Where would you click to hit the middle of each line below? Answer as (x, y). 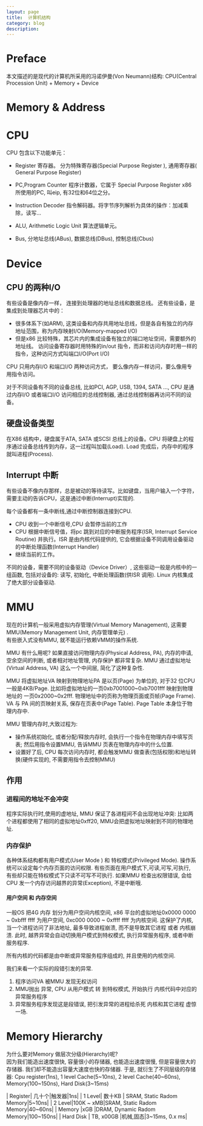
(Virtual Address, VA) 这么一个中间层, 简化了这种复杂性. (75, 667)
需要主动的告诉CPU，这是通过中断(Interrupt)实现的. (71, 498)
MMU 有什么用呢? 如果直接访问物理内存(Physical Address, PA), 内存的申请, (100, 652)
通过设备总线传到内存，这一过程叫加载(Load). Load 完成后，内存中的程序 (102, 446)
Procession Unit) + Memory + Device (52, 83)
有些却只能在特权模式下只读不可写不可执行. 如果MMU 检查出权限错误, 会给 (99, 875)
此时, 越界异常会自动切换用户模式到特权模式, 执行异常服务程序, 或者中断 (104, 935)
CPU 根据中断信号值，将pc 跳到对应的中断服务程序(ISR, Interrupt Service (106, 531)
